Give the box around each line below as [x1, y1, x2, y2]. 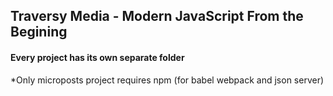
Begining [10, 24, 68, 41]
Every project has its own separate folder [10, 51, 185, 63]
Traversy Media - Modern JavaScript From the [10, 8, 304, 25]
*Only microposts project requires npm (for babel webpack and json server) [10, 74, 325, 86]
